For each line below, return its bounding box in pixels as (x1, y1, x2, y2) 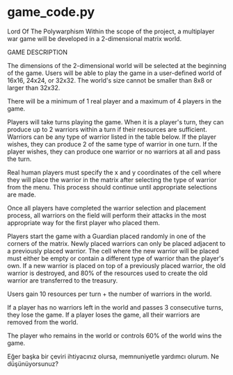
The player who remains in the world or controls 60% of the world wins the (7, 331, 223, 340)
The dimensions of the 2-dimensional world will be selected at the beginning (7, 61, 227, 69)
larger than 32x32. (7, 83, 61, 92)
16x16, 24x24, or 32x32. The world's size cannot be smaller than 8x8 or (7, 76, 213, 84)
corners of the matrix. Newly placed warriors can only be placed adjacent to (7, 239, 226, 247)
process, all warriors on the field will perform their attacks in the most (7, 211, 207, 219)
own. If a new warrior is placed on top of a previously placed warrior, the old (7, 261, 226, 269)
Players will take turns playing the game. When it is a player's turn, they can (7, 117, 224, 126)
